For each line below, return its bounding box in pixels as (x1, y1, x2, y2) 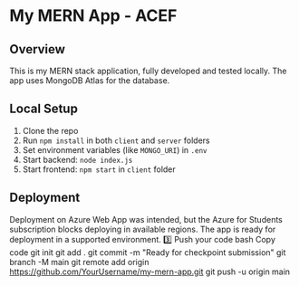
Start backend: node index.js (22, 154, 133, 165)
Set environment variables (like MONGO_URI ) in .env (22, 144, 207, 155)
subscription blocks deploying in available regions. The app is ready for (9, 224, 276, 234)
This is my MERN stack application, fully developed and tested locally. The (9, 65, 287, 76)
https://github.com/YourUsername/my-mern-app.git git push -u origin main (9, 266, 291, 277)
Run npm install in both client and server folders (22, 135, 210, 146)
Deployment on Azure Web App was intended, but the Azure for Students (9, 214, 283, 224)
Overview (9, 42, 66, 57)
